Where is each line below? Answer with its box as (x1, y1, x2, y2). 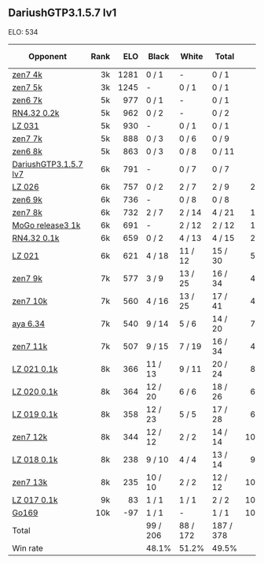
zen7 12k (12, 431, 48, 442)
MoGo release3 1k (12, 220, 81, 231)
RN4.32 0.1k (12, 232, 60, 243)
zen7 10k (12, 295, 48, 306)
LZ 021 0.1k (12, 363, 58, 374)
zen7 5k (12, 82, 43, 93)
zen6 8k (12, 146, 43, 157)
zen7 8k (12, 206, 43, 217)
